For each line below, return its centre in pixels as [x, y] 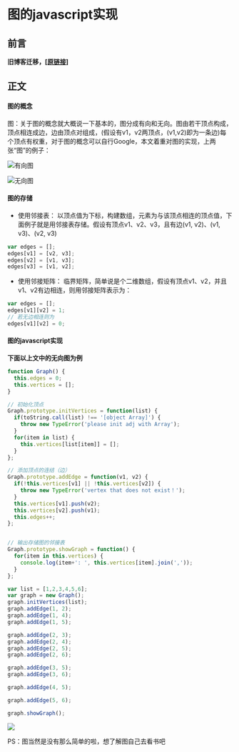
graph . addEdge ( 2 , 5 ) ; [40, 648]
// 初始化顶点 [26, 405]
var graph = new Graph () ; [46, 595]
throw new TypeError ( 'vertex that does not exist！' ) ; [103, 490]
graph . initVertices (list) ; [47, 602]
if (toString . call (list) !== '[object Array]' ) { [87, 418]
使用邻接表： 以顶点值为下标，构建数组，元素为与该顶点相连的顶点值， [122, 215]
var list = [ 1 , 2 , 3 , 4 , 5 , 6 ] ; [47, 589]
